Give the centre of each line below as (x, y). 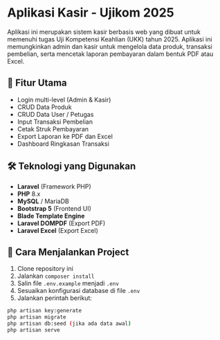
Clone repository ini (45, 269)
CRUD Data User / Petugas (55, 114)
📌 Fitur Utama (37, 83)
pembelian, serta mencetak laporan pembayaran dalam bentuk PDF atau (110, 54)
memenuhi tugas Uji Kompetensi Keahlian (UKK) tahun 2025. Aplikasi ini (110, 39)
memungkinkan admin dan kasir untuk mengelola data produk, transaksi (110, 46)
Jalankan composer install (56, 276)
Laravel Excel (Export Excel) (58, 230)
